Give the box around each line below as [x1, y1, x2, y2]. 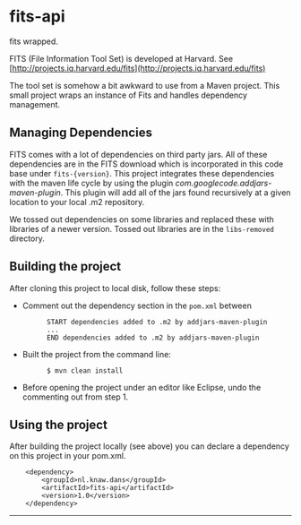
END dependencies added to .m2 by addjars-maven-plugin [46, 333, 260, 342]
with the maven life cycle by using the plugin [9, 177, 174, 188]
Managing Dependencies [9, 125, 152, 141]
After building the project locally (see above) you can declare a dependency [9, 441, 289, 452]
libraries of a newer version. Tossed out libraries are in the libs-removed [9, 223, 275, 234]
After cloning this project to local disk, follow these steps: [9, 282, 221, 293]
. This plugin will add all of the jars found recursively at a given [60, 186, 291, 198]
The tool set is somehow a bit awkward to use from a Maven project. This [9, 80, 280, 90]
